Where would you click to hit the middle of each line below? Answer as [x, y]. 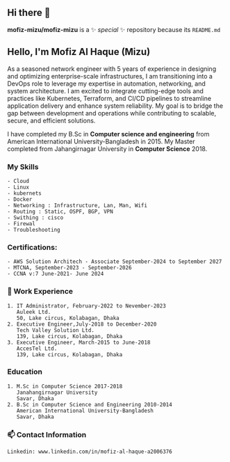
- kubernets [24, 193]
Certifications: [32, 247]
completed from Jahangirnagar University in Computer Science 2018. [107, 149]
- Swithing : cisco [35, 217]
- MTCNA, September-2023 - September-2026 [69, 268]
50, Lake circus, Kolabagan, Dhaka [68, 318]
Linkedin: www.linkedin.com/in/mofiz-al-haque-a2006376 [90, 452]
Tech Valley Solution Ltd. [56, 330]
